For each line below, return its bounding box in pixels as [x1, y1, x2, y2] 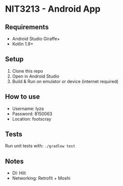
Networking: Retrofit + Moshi [12, 175, 71, 181]
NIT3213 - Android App [5, 3, 101, 15]
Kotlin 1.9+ [12, 41, 34, 47]
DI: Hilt [12, 170, 26, 176]
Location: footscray [12, 116, 51, 122]
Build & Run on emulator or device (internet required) [12, 78, 119, 84]
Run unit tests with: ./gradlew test [5, 143, 76, 149]
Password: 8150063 [12, 111, 53, 117]
